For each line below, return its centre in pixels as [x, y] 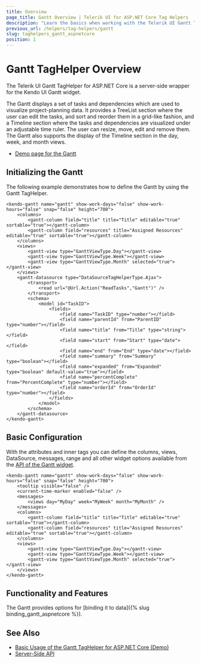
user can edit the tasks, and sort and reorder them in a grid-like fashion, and [100, 116]
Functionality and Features [57, 593]
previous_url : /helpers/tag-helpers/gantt [60, 28]
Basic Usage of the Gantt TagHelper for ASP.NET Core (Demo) [92, 647]
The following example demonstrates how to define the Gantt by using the [98, 187]
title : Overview [26, 12]
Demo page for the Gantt [45, 153]
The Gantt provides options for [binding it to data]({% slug [78, 608]
